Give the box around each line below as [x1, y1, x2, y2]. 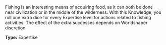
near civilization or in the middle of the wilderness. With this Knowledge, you [5, 9, 162, 15]
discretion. [5, 25, 27, 31]
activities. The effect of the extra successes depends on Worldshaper [5, 20, 148, 25]
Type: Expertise [5, 34, 38, 40]
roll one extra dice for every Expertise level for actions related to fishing [5, 15, 151, 20]
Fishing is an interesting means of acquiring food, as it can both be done [5, 4, 153, 10]
